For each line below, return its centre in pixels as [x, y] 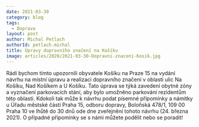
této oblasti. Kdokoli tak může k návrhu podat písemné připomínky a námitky [99, 98]
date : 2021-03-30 [28, 12]
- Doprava [23, 28]
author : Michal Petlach [36, 39]
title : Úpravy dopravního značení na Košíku [62, 51]
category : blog [25, 17]
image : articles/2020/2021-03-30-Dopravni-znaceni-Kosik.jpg [83, 56]
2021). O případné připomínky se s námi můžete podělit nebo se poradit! [94, 117]
